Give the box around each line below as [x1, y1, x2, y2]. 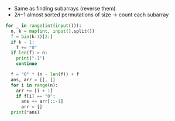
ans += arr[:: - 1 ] [20, 99, 64, 105]
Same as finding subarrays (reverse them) [13, 5, 116, 12]
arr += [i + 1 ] [16, 88, 53, 94]
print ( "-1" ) [16, 56, 45, 61]
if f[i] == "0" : [16, 93, 56, 99]
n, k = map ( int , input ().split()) [11, 28, 95, 34]
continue [16, 61, 37, 67]
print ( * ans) [11, 109, 40, 116]
